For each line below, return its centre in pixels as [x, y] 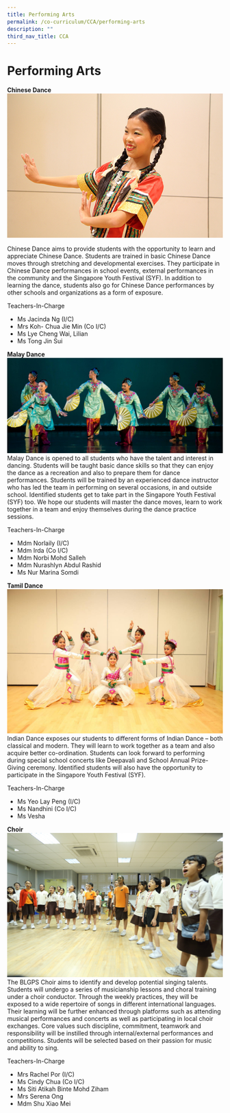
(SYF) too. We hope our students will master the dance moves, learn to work [115, 502]
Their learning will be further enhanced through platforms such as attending [114, 1011]
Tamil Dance [25, 586]
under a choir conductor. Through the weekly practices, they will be [103, 996]
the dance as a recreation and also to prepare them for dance [94, 473]
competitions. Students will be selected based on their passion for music [110, 1040]
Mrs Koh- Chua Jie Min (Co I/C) [62, 327]
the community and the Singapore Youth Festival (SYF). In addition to [104, 278]
